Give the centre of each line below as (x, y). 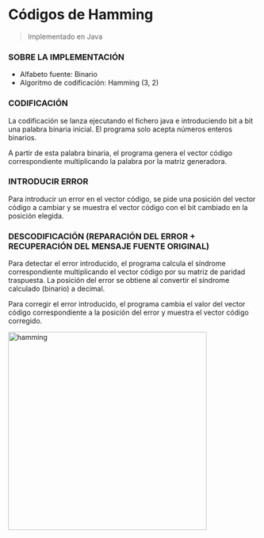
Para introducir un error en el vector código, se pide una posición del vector (132, 199)
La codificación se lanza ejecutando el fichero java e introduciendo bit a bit (131, 120)
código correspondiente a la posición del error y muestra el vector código (129, 313)
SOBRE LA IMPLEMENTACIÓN (67, 57)
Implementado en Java (65, 36)
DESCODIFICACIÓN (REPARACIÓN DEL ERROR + (102, 236)
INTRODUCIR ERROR (48, 181)
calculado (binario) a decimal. (57, 289)
